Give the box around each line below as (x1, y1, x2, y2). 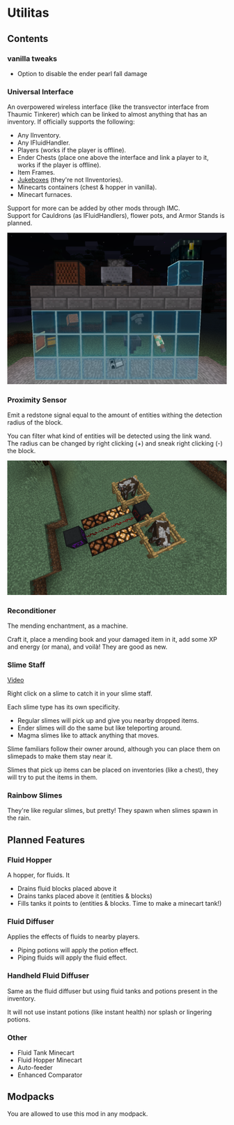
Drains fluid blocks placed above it (17, 885, 117, 893)
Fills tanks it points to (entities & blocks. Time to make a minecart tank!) (17, 899, 222, 908)
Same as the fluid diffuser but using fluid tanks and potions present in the (7, 987, 218, 995)
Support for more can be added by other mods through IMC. (7, 204, 180, 212)
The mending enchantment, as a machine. (7, 622, 128, 630)
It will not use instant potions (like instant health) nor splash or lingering (7, 1008, 212, 1016)
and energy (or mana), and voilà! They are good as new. (7, 642, 168, 651)
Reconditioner (7, 605, 56, 615)
